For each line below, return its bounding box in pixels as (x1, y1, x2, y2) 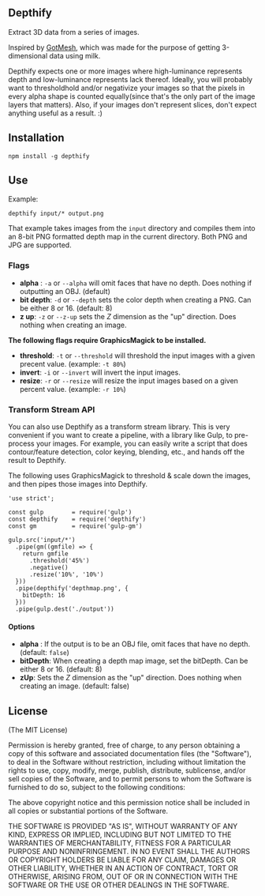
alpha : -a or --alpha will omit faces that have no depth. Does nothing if (19, 278, 252, 288)
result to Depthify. (8, 456, 67, 465)
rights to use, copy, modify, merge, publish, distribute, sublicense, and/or (8, 766, 246, 775)
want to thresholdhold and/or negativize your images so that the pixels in (8, 83, 245, 92)
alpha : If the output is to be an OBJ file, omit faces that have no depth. (19, 639, 251, 649)
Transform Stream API (8, 404, 95, 415)
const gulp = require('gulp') (8, 509, 132, 517)
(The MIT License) (8, 725, 69, 735)
